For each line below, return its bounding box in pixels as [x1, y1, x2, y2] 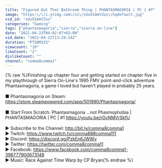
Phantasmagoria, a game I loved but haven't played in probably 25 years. [5, 83, 156, 89]
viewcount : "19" [5, 44, 39, 49]
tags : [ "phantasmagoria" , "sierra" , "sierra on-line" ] [5, 26, 117, 31]
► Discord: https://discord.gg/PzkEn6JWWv [5, 136, 97, 142]
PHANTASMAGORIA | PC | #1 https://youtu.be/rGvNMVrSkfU [5, 114, 130, 120]
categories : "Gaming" [5, 21, 50, 26]
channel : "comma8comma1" [5, 58, 57, 63]
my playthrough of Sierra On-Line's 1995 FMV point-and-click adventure [5, 77, 155, 83]
